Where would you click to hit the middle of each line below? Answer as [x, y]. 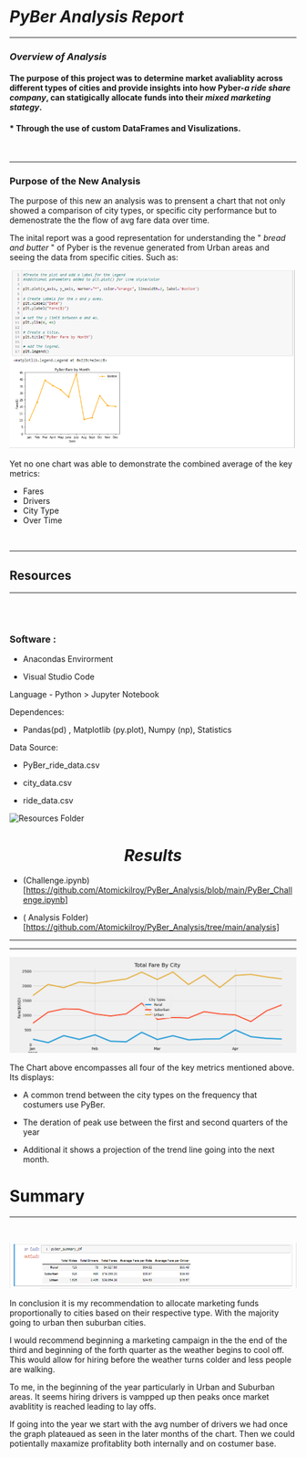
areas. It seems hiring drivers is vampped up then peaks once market [139, 1396]
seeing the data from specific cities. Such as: [94, 257]
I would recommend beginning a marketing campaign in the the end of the [148, 1340]
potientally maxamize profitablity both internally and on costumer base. [143, 1443]
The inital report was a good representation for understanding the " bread [148, 237]
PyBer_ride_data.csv [61, 765]
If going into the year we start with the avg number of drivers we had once [149, 1424]
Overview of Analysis [58, 57]
